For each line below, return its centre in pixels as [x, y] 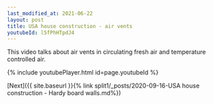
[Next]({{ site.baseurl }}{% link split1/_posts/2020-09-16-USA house [103, 86]
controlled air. [26, 60]
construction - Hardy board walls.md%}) [64, 93]
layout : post [26, 20]
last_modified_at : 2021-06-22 [50, 13]
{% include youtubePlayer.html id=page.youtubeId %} [83, 73]
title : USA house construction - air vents [70, 26]
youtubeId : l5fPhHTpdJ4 [41, 32]
